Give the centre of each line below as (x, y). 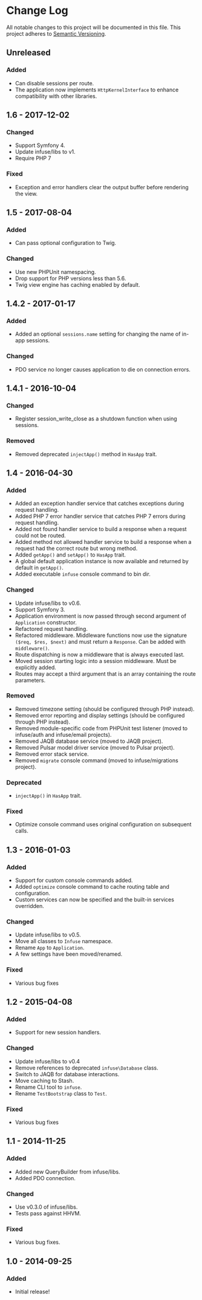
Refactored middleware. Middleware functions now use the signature (101, 635)
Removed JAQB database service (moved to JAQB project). (89, 741)
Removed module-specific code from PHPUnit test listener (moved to (101, 728)
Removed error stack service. (52, 754)
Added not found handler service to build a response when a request (101, 529)
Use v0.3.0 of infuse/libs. (46, 1207)
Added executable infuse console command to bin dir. (83, 574)
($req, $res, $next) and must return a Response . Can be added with (100, 641)
